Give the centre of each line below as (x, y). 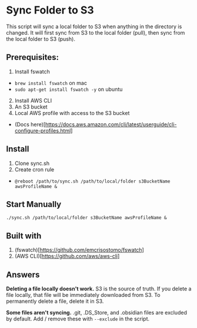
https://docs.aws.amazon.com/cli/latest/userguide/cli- (111, 124)
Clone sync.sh (32, 163)
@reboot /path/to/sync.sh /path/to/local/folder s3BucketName (92, 181)
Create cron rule (34, 169)
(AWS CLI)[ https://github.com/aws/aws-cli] (67, 256)
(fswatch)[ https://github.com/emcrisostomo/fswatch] (79, 250)
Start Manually (34, 204)
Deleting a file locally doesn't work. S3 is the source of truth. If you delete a (99, 289)
